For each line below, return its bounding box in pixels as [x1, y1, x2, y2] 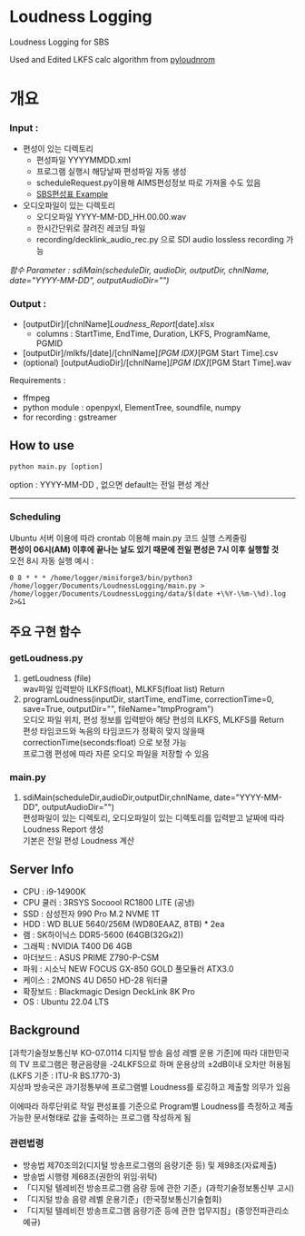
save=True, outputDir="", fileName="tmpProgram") [22, 703, 214, 714]
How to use [9, 438, 74, 453]
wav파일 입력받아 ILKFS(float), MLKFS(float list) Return [22, 683, 225, 694]
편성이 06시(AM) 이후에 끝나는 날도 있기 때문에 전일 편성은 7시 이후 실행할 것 [9, 543, 280, 555]
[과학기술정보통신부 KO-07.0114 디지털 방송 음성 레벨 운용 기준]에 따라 [9, 1047, 259, 1059]
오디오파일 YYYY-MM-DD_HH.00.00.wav [35, 212, 187, 222]
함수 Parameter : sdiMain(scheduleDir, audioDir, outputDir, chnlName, [9, 265, 270, 276]
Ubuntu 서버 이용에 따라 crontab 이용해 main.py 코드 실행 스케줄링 [9, 532, 248, 543]
